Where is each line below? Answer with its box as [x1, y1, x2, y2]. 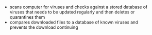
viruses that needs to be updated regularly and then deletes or [9, 9, 135, 15]
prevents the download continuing [9, 24, 79, 30]
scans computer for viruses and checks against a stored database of [9, 4, 148, 10]
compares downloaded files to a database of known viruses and [9, 19, 138, 25]
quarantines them [9, 14, 45, 20]
